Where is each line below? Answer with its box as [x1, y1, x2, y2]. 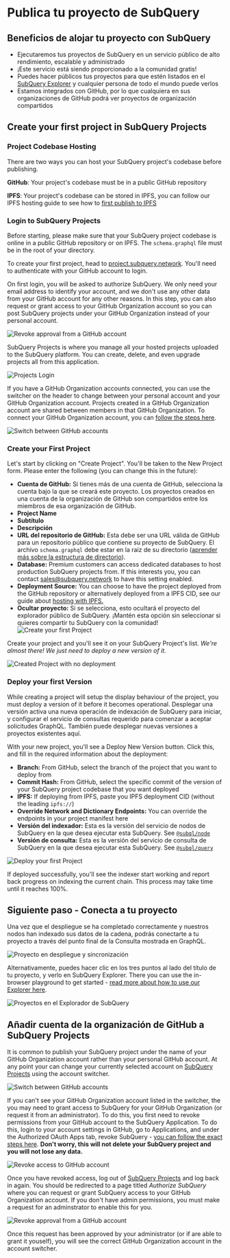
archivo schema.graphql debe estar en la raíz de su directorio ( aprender [16, 546, 218, 554]
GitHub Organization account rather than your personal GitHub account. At [7, 1055, 218, 1064]
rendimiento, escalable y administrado [16, 58, 125, 66]
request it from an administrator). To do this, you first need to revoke [7, 1111, 201, 1119]
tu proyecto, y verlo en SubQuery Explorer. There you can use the [7, 971, 193, 979]
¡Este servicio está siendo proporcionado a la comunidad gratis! [16, 65, 197, 73]
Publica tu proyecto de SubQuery [7, 5, 200, 21]
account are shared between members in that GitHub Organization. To [7, 406, 205, 414]
